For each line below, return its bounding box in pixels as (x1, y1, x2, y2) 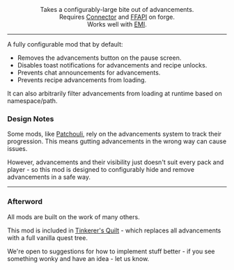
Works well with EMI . (86, 20, 148, 29)
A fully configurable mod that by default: (7, 40, 123, 48)
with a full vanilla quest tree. (7, 233, 88, 241)
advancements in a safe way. (7, 173, 91, 182)
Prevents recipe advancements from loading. (17, 76, 147, 84)
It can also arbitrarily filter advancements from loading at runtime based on (7, 89, 222, 97)
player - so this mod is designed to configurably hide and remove (7, 166, 195, 174)
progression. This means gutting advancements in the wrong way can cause (7, 137, 227, 145)
